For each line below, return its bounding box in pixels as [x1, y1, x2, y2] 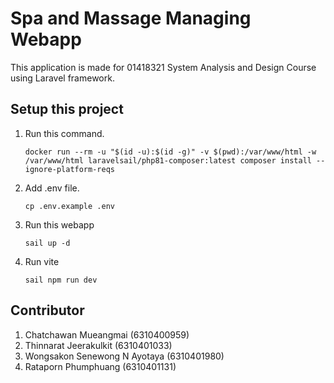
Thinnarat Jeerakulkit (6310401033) [24, 339, 173, 351]
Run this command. [24, 127, 105, 139]
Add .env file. [24, 182, 80, 194]
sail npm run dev [24, 275, 98, 285]
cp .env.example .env [24, 201, 115, 211]
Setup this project [10, 101, 124, 118]
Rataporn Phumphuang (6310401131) [24, 360, 177, 372]
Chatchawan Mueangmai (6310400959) [24, 328, 190, 341]
